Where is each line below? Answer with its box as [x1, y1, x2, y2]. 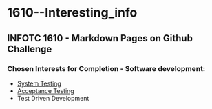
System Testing [17, 79, 62, 88]
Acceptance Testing [17, 86, 74, 95]
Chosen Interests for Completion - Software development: [7, 63, 206, 73]
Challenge [7, 43, 52, 54]
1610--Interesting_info [7, 5, 138, 21]
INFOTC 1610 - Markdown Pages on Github [7, 32, 193, 44]
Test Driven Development [17, 94, 89, 102]
